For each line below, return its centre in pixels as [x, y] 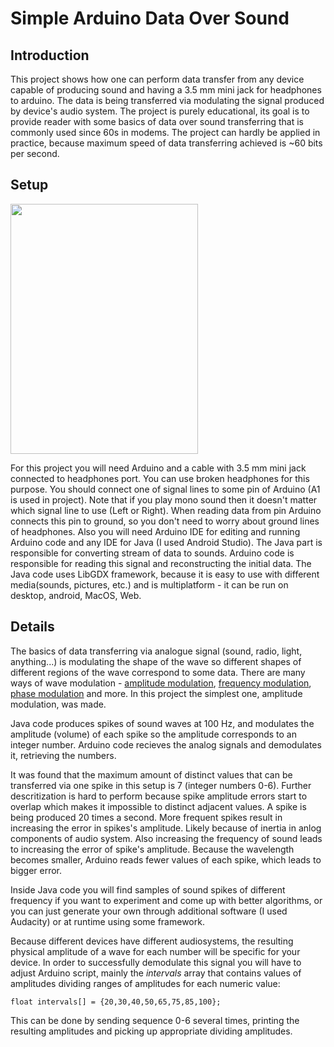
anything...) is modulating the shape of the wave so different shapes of [156, 661]
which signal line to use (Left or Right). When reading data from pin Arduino [166, 510]
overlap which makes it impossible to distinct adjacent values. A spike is [158, 806]
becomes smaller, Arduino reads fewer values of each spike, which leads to [166, 859]
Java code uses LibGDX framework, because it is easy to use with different [165, 574]
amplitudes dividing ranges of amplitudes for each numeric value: [145, 983]
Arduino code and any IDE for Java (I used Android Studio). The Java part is [166, 542]
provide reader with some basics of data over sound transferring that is [157, 121]
